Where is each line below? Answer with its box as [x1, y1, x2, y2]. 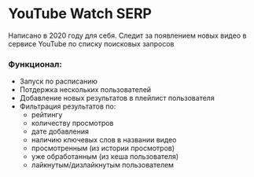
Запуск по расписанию [19, 76, 98, 87]
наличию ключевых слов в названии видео [31, 135, 177, 145]
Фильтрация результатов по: [19, 101, 116, 111]
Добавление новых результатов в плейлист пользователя [19, 94, 215, 103]
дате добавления [31, 127, 89, 136]
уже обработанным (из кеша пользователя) [31, 152, 179, 161]
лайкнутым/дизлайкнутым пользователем [31, 160, 175, 170]
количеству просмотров [31, 119, 114, 128]
